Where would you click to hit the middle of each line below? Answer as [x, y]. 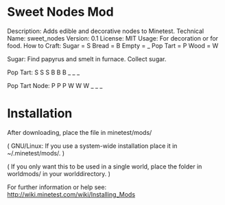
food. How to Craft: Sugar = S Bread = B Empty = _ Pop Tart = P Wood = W [113, 45]
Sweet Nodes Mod [61, 12]
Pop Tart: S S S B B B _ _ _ [44, 72]
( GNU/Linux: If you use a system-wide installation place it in [92, 146]
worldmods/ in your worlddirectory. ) [59, 173]
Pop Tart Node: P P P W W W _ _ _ [55, 85]
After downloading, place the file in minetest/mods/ [80, 132]
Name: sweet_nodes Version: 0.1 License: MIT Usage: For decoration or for [113, 38]
